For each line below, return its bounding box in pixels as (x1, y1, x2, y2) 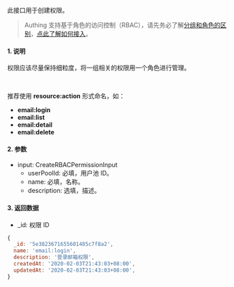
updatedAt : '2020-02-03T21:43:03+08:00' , (13, 267, 136, 274)
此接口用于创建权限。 (7, 6, 68, 14)
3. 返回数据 (7, 204, 40, 212)
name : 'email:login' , (13, 247, 77, 254)
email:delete (17, 128, 54, 137)
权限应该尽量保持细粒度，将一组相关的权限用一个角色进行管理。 (7, 63, 190, 72)
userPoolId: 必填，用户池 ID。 (27, 169, 114, 178)
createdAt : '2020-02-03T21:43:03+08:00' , (13, 261, 136, 267)
